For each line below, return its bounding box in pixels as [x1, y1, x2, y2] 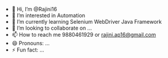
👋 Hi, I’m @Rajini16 [11, 6, 57, 12]
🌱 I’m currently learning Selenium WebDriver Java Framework [11, 18, 162, 25]
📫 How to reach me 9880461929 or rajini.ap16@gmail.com [11, 31, 156, 38]
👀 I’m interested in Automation [11, 12, 86, 19]
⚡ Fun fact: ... [11, 46, 44, 53]
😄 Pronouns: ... [11, 40, 50, 47]
